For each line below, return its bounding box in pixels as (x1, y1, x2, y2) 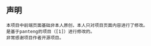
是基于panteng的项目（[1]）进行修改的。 (6, 29, 95, 34)
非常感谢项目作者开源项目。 (6, 34, 64, 41)
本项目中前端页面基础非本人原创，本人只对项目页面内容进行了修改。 (6, 22, 148, 28)
